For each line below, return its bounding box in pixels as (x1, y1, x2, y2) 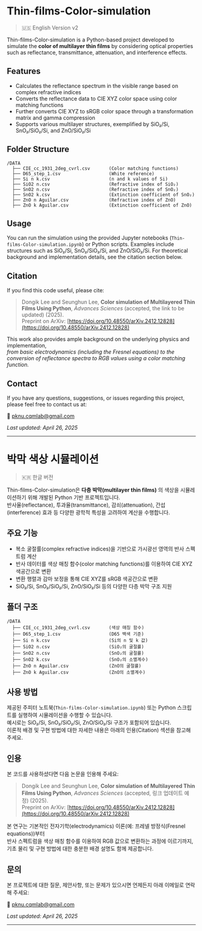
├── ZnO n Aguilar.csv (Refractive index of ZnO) (12, 197, 176, 203)
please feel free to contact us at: (7, 401, 88, 408)
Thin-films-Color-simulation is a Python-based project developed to (7, 36, 174, 43)
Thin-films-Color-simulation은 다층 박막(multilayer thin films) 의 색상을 (7, 486, 179, 493)
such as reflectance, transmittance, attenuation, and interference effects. (7, 49, 188, 56)
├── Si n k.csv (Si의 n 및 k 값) (12, 637, 149, 643)
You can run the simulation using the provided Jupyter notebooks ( (7, 234, 172, 241)
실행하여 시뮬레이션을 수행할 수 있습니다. (17, 711, 113, 719)
